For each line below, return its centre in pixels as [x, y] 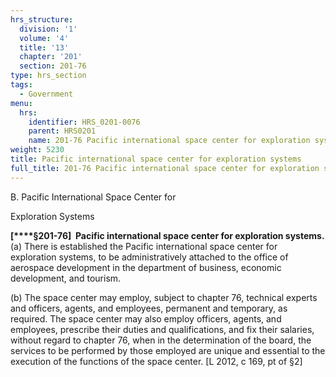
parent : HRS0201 [62, 131]
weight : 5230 [37, 150]
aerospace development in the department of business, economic [146, 267]
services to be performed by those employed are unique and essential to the [168, 350]
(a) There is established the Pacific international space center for [144, 246]
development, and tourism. [66, 278]
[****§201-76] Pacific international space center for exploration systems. [167, 235]
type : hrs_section [48, 76]
